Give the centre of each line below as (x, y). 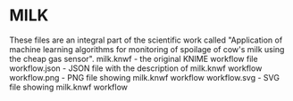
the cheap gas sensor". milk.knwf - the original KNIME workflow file (134, 58)
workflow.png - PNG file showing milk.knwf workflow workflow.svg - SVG (144, 77)
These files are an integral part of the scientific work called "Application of (146, 40)
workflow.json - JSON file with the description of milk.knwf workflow (136, 68)
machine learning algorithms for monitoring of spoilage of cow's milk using (147, 49)
